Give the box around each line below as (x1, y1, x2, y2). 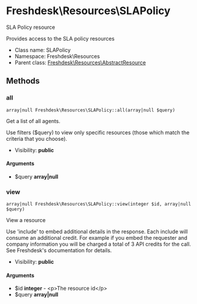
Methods (6, 76, 40, 86)
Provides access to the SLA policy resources (6, 35, 115, 42)
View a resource (6, 217, 46, 224)
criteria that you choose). (6, 135, 68, 142)
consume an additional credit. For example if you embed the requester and (6, 234, 188, 242)
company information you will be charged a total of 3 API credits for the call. (6, 240, 191, 248)
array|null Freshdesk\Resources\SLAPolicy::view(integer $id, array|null (6, 201, 192, 207)
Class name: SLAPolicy (14, 46, 71, 54)
